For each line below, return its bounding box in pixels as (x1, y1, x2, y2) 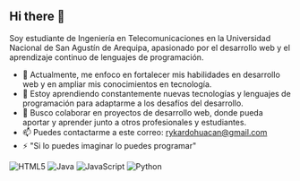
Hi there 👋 (9, 9, 65, 24)
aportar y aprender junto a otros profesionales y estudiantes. (21, 116, 247, 127)
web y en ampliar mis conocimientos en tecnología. (21, 78, 212, 90)
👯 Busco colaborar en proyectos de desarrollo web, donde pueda (21, 107, 264, 117)
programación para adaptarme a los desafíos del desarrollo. (21, 98, 244, 108)
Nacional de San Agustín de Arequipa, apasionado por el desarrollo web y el (9, 42, 291, 53)
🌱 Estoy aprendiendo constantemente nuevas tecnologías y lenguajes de (21, 88, 291, 99)
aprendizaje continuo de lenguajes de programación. (9, 51, 204, 63)
